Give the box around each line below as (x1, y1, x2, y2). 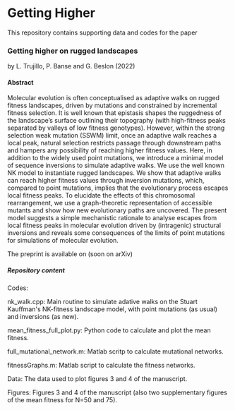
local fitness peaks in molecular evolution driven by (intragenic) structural (7, 221, 221, 230)
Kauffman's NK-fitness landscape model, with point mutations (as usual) (7, 305, 217, 313)
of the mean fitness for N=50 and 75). (7, 396, 118, 404)
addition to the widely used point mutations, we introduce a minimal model (7, 154, 224, 162)
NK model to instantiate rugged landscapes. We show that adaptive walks (7, 169, 222, 177)
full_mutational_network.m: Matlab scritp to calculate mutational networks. (7, 347, 224, 356)
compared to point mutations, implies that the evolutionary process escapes (7, 183, 229, 192)
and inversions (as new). (7, 313, 79, 321)
